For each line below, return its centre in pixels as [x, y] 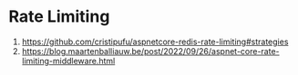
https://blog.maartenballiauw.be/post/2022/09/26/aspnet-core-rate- [150, 51]
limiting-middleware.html [68, 61]
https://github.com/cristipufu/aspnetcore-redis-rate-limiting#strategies [155, 42]
